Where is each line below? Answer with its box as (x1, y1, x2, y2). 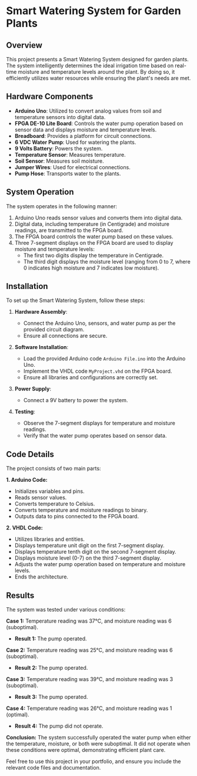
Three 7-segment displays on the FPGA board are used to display (14, 239, 173, 246)
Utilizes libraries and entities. (14, 535, 85, 543)
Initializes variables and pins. (14, 488, 85, 495)
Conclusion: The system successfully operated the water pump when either (6, 734, 191, 741)
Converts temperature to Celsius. (14, 500, 95, 508)
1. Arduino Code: (6, 476, 48, 484)
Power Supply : (14, 385, 52, 393)
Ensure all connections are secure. (23, 332, 108, 340)
